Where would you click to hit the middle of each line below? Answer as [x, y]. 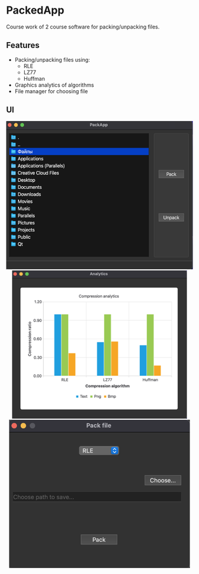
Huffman [34, 78]
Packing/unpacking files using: [52, 59]
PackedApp [35, 10]
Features [23, 45]
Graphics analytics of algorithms [54, 85]
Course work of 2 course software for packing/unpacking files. [83, 27]
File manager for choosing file [51, 91]
